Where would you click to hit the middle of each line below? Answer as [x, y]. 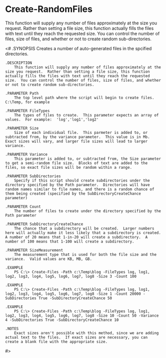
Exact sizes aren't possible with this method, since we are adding [86, 333]
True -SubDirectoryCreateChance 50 [75, 298]
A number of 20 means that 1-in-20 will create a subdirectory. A [77, 237]
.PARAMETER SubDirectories [33, 176]
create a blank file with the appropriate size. [56, 342]
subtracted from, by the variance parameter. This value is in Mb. [78, 137]
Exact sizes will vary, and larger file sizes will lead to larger [77, 141]
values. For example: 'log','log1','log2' [52, 119]
